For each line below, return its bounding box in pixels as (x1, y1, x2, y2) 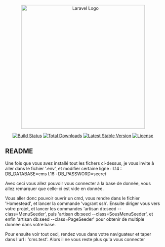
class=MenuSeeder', (5, 211, 47, 217)
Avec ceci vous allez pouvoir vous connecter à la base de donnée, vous (5, 180, 151, 186)
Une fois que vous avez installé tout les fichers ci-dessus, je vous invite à (5, 160, 154, 166)
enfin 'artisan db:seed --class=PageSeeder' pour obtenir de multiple (5, 216, 145, 222)
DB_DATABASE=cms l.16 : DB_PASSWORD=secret (5, 171, 107, 177)
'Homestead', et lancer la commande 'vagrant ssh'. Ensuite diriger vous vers (5, 200, 160, 206)
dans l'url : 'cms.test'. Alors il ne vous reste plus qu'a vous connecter (5, 236, 145, 242)
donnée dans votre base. (5, 221, 56, 227)
